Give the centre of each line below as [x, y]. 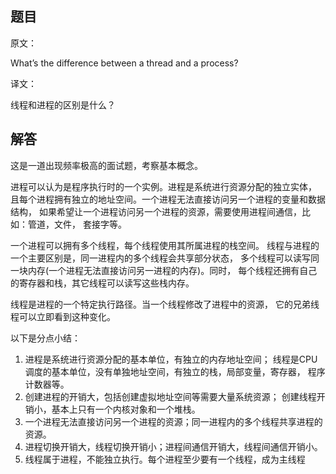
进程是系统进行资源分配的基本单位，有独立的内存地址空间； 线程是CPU [171, 359]
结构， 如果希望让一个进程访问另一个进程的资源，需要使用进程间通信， [156, 211]
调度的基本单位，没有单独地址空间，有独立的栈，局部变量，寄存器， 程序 [175, 371]
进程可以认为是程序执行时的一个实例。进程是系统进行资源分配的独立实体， [163, 186]
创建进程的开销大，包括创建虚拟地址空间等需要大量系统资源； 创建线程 [170, 396]
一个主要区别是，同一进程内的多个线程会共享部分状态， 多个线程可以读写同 [165, 258]
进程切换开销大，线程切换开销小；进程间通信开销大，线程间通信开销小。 [173, 446]
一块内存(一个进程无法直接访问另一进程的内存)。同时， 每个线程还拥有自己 [164, 270]
